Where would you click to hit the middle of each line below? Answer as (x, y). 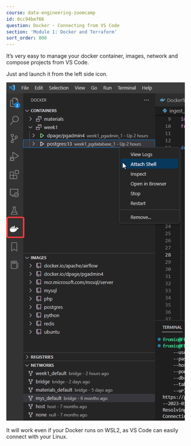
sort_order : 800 (27, 38)
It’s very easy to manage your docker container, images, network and (92, 56)
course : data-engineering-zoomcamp (51, 13)
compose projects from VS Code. (48, 63)
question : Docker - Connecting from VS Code (63, 25)
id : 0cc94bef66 (25, 19)
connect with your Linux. (37, 437)
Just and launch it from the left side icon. (57, 74)
